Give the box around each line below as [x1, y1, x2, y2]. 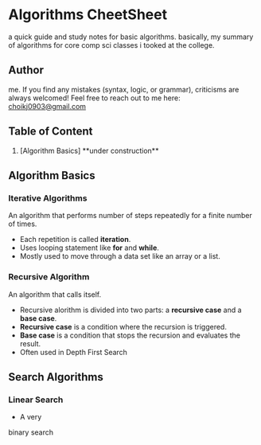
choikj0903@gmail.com [8, 101, 86, 111]
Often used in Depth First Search [19, 347, 127, 357]
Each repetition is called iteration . [19, 235, 131, 244]
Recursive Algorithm [8, 271, 90, 283]
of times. [8, 219, 37, 228]
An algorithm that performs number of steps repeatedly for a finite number [8, 211, 252, 221]
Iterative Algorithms [8, 193, 88, 204]
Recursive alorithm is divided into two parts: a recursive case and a [19, 305, 242, 314]
